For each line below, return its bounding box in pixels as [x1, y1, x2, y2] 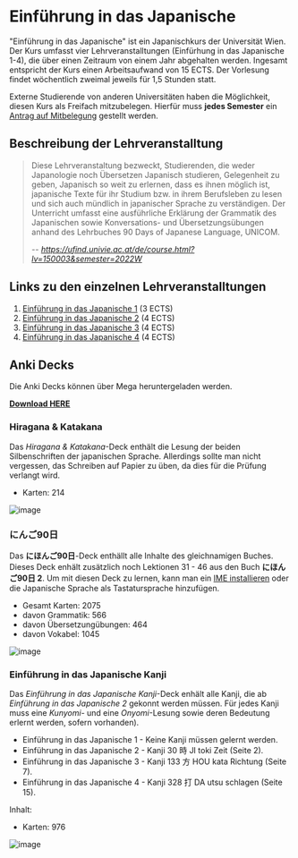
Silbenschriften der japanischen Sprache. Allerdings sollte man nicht [9, 450, 261, 462]
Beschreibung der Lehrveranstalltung [9, 136, 224, 151]
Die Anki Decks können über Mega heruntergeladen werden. [9, 381, 233, 392]
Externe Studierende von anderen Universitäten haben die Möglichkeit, [9, 91, 270, 102]
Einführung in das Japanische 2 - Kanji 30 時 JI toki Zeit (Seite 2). [21, 745, 264, 756]
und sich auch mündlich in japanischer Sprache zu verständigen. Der [30, 198, 286, 208]
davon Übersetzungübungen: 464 [21, 619, 148, 630]
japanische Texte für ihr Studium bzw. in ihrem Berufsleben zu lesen [30, 188, 283, 199]
